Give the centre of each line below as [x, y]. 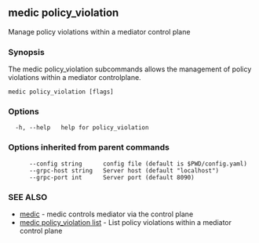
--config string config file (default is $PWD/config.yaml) [138, 164]
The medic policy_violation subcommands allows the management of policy [130, 69]
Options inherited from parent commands [89, 147]
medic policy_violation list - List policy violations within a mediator [126, 222]
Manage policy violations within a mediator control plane [99, 31]
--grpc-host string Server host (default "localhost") [124, 170]
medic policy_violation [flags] [61, 92]
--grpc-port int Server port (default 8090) [111, 177]
